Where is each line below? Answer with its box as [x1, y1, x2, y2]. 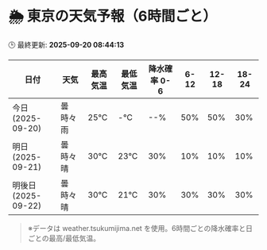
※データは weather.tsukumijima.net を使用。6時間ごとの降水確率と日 [27, 223, 253, 233]
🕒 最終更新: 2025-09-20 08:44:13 [8, 40, 125, 49]
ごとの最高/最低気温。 [27, 233, 101, 243]
